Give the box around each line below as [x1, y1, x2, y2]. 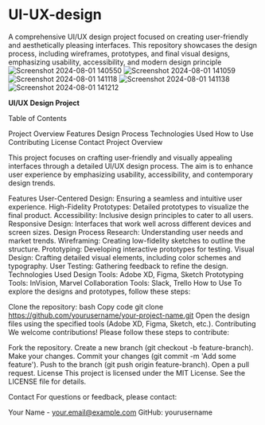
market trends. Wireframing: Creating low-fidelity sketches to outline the [8, 236, 246, 245]
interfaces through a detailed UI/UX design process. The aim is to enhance [8, 161, 253, 170]
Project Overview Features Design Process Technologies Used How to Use [8, 129, 254, 138]
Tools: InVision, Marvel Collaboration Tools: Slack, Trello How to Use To [8, 278, 243, 287]
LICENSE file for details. [8, 376, 87, 386]
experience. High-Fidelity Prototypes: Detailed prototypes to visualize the [8, 201, 249, 212]
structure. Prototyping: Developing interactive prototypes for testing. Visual [8, 244, 255, 254]
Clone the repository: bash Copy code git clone [8, 302, 164, 311]
